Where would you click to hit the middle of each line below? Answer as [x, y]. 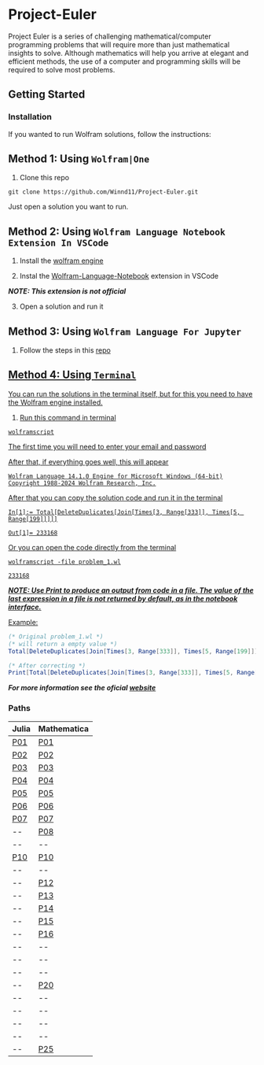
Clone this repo [44, 178]
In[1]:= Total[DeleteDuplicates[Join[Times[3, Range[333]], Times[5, [125, 512]
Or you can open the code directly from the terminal [92, 547]
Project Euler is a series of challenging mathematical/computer [110, 36]
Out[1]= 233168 [33, 533]
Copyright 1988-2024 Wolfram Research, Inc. [82, 483]
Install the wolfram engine [61, 261]
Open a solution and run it [61, 307]
